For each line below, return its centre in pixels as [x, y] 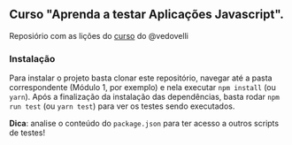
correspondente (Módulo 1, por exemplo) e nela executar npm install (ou [143, 88]
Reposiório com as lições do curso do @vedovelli [99, 35]
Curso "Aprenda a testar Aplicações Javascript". [147, 15]
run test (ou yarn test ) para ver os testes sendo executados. [122, 106]
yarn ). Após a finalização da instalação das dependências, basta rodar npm [145, 97]
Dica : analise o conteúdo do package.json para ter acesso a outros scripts [144, 124]
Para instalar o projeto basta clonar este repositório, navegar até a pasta [141, 78]
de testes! [27, 133]
